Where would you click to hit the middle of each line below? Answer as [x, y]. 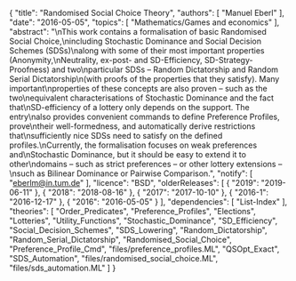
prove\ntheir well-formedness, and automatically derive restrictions [132, 126]
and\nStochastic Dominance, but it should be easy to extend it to [128, 154]
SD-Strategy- [228, 60]
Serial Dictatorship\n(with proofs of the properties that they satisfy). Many [144, 79]
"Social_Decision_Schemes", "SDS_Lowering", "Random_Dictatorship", [138, 230]
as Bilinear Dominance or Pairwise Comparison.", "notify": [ [145, 173]
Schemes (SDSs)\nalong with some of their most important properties [137, 51]
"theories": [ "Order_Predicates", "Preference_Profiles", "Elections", [132, 211]
